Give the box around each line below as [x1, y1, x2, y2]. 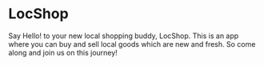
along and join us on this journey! [8, 48, 118, 57]
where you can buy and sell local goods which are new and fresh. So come [8, 39, 256, 48]
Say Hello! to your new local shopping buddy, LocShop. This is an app [8, 31, 239, 40]
